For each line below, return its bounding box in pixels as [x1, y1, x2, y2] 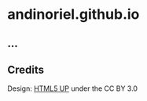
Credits [7, 63, 45, 76]
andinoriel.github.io [7, 5, 140, 23]
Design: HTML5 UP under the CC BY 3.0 [7, 84, 138, 93]
